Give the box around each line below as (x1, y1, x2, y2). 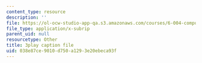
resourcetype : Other (6, 37, 58, 43)
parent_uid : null (6, 31, 50, 37)
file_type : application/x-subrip (6, 25, 90, 32)
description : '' (6, 14, 47, 20)
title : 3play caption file (6, 43, 74, 49)
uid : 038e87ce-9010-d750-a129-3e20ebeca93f (6, 48, 117, 54)
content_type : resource (6, 8, 66, 15)
